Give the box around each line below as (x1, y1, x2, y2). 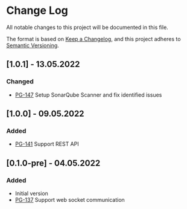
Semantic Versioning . (6, 42, 59, 49)
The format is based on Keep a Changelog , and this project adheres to (6, 35, 181, 42)
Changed (6, 77, 34, 86)
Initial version (14, 190, 48, 197)
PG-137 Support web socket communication (14, 196, 125, 203)
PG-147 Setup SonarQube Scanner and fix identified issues (14, 91, 162, 98)
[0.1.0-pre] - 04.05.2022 (6, 158, 101, 168)
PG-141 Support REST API (14, 140, 80, 148)
